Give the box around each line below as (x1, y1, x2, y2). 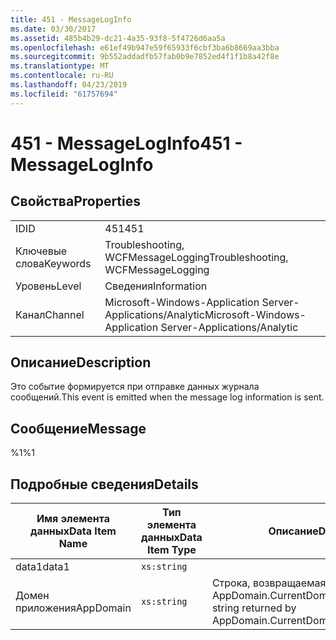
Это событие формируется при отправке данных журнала (10, 381, 260, 393)
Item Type (146, 543, 197, 557)
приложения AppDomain (15, 601, 132, 615)
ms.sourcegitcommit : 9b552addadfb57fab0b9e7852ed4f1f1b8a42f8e (10, 52, 280, 62)
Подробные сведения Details (10, 476, 199, 493)
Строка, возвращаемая (211, 576, 327, 590)
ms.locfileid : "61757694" (10, 89, 118, 99)
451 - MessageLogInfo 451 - (10, 132, 243, 155)
